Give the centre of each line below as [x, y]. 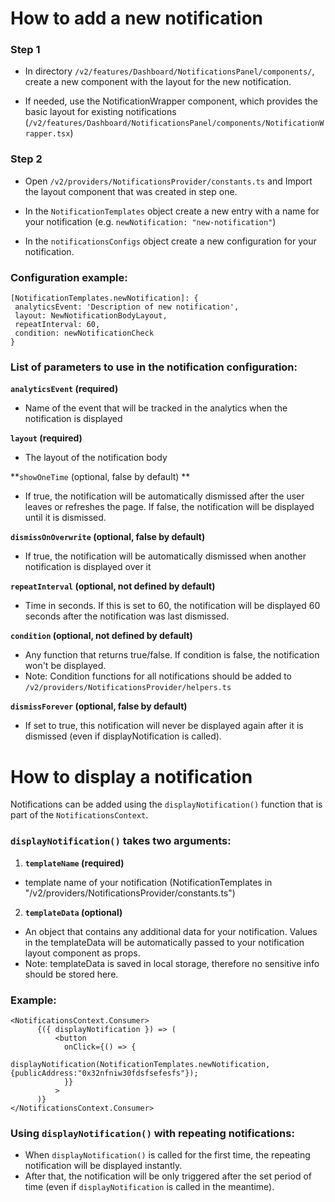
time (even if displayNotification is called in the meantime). [149, 1187]
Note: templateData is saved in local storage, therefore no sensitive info [172, 963]
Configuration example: [69, 277]
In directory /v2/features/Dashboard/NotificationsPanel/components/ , [169, 71]
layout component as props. [82, 953]
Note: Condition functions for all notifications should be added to [158, 676]
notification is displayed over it [88, 567]
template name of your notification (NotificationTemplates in [148, 882]
